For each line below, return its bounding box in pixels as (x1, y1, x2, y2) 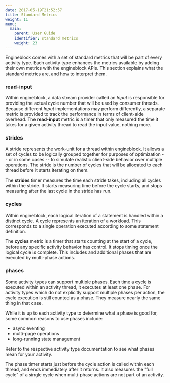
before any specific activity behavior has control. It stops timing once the (5, 243, 158, 250)
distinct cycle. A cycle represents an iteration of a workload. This (5, 218, 141, 224)
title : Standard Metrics (5, 12, 58, 17)
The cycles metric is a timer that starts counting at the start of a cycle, (5, 238, 153, 244)
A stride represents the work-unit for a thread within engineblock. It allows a (5, 146, 164, 152)
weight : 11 (5, 17, 28, 22)
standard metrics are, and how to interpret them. (5, 71, 107, 77)
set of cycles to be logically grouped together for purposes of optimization (5, 151, 161, 157)
